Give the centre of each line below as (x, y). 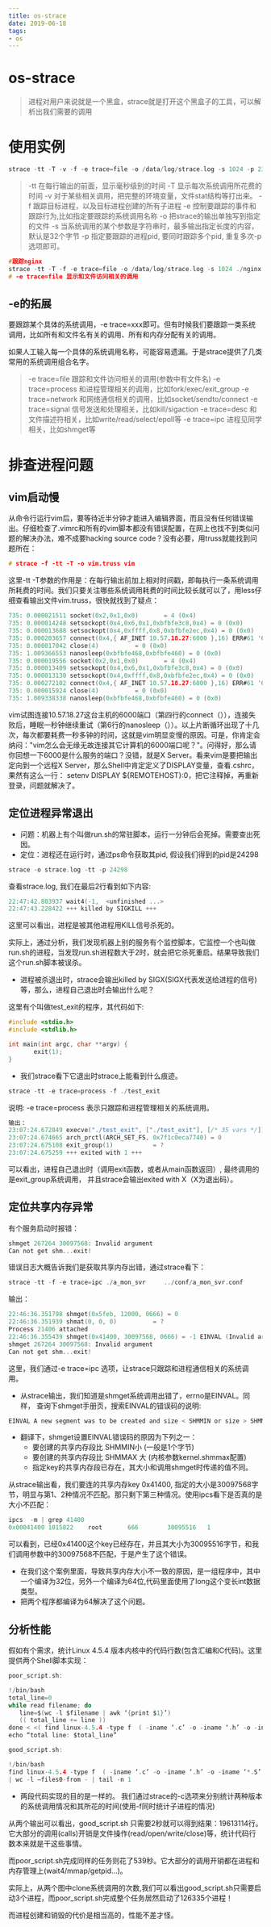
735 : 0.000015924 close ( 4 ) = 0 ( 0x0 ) (88, 691)
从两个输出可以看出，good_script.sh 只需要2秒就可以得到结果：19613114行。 (135, 1823)
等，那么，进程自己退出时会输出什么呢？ (87, 990)
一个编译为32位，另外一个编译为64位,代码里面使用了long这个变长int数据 (140, 1582)
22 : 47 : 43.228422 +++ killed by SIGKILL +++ (83, 909)
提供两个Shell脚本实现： (48, 1660)
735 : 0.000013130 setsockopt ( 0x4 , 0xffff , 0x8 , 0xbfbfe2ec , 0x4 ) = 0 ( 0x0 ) (131, 676)
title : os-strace (38, 16)
